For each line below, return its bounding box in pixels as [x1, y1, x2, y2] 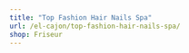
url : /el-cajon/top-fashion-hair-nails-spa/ [9, 22, 181, 31]
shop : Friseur [9, 30, 64, 39]
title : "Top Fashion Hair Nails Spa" [9, 13, 153, 22]
